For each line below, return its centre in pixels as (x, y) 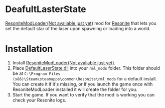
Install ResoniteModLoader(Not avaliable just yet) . (64, 63)
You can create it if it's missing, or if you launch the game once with (82, 84)
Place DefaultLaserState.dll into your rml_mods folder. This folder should (86, 68)
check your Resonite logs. (39, 100)
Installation (29, 49)
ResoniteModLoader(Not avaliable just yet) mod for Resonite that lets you (81, 23)
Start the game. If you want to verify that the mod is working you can (84, 94)
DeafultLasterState (46, 9)
